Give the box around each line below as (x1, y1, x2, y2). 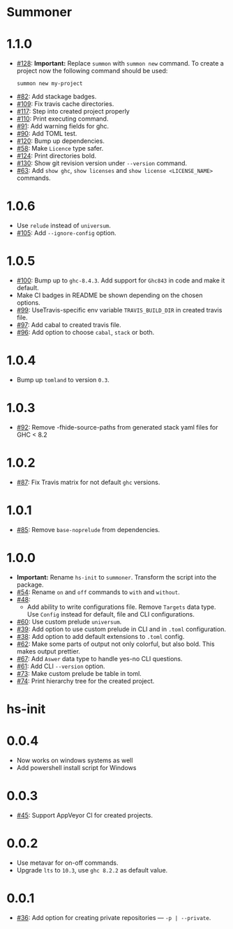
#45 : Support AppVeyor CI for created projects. (16, 810, 153, 820)
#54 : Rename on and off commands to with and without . (16, 587, 180, 596)
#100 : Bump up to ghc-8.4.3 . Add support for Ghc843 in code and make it (16, 276, 225, 285)
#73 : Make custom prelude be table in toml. (16, 669, 142, 677)
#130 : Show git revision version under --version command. (16, 159, 188, 167)
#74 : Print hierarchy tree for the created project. (16, 677, 155, 685)
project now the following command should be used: (16, 67, 168, 75)
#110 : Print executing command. (16, 114, 109, 123)
